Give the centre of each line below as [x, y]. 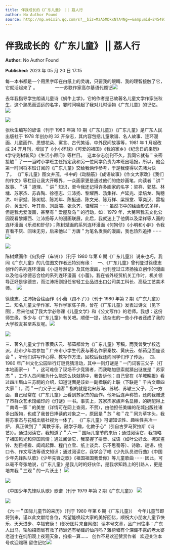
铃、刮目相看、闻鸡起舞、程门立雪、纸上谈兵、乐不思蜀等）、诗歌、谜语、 [82, 445]
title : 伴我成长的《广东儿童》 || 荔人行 [44, 10]
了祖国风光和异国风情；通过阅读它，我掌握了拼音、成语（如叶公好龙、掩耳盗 [85, 439]
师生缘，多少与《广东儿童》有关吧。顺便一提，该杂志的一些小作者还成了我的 [85, 318]
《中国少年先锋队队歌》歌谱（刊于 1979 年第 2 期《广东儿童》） [70, 491]
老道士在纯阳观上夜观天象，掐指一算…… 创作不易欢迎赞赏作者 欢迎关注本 [84, 536]
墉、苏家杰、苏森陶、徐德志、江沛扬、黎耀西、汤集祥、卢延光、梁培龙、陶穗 [85, 193]
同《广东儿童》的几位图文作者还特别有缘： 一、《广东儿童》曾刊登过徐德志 [83, 263]
